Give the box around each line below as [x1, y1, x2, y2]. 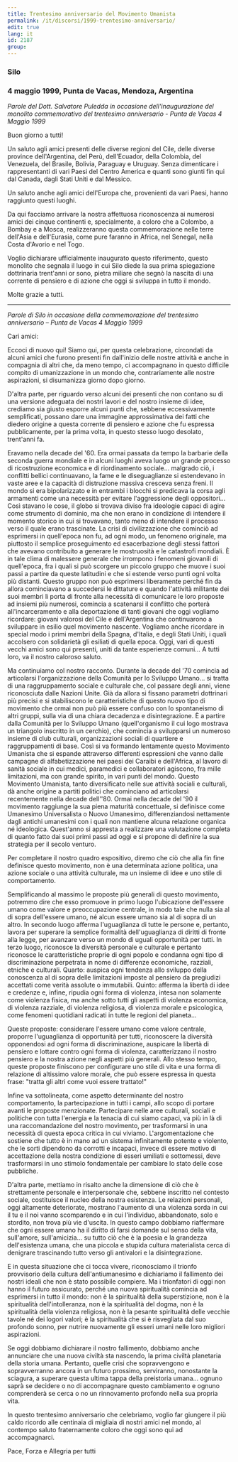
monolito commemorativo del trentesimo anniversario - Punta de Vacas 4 [7, 109, 222, 118]
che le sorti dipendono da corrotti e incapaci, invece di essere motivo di [7, 1144, 217, 1153]
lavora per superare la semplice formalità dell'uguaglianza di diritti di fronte [7, 928, 227, 936]
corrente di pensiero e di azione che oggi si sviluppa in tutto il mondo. [7, 276, 211, 285]
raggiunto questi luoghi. [7, 196, 76, 205]
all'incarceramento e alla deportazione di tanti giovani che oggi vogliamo [7, 607, 220, 616]
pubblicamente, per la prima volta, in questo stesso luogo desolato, [7, 428, 204, 436]
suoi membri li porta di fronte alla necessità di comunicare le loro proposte [7, 592, 225, 601]
